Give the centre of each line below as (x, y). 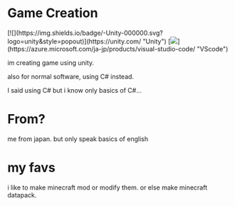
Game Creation (53, 13)
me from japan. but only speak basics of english (78, 139)
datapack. (22, 195)
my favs (31, 168)
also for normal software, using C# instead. (70, 76)
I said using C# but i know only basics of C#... (75, 90)
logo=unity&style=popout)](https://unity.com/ (74, 41)
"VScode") (213, 48)
